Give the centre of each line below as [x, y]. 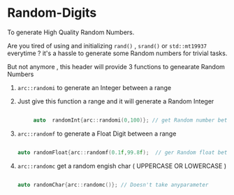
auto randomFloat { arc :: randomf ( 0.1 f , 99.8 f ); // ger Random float [116, 152]
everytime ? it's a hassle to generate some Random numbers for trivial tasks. [117, 53]
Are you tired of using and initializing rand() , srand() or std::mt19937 [107, 45]
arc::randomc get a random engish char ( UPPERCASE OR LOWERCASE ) [122, 166]
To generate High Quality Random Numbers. [71, 32]
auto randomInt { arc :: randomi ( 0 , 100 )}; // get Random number [124, 120]
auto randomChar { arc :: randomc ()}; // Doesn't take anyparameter [113, 185]
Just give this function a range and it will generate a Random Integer [116, 101]
